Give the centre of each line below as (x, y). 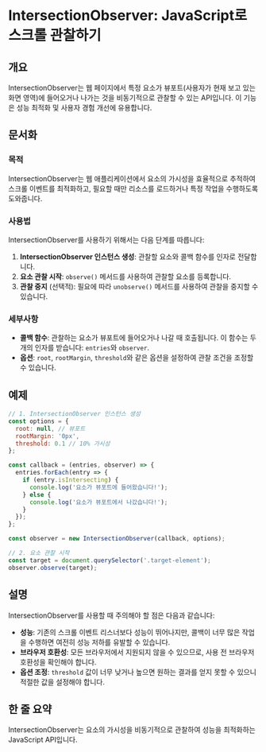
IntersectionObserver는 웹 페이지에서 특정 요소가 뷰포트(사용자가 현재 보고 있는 (132, 88)
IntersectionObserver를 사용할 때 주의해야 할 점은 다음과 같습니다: (112, 615)
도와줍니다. (25, 198)
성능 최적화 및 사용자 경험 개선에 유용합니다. (84, 108)
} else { (37, 494)
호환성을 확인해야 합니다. (58, 662)
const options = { (39, 421)
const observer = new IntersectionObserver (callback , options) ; (117, 539)
